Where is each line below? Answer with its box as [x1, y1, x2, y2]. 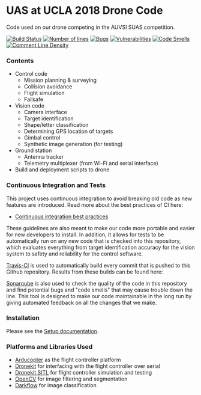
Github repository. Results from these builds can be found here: [6, 268, 163, 275]
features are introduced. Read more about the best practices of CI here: [6, 201, 184, 208]
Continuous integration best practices [14, 213, 109, 220]
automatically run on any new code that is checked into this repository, [6, 237, 181, 244]
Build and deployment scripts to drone [14, 166, 110, 173]
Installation [6, 314, 40, 322]
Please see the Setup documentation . [6, 327, 99, 334]
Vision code [14, 102, 45, 109]
